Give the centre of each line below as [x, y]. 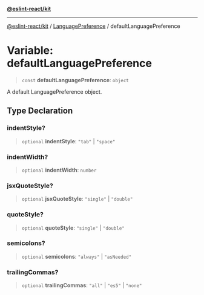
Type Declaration [40, 111]
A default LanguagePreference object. [54, 92]
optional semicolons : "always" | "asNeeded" [77, 256]
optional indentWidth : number [59, 170]
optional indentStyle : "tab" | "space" [68, 141]
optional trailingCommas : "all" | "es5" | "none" [82, 285]
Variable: [30, 50]
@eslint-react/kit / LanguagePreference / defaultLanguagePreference [94, 26]
